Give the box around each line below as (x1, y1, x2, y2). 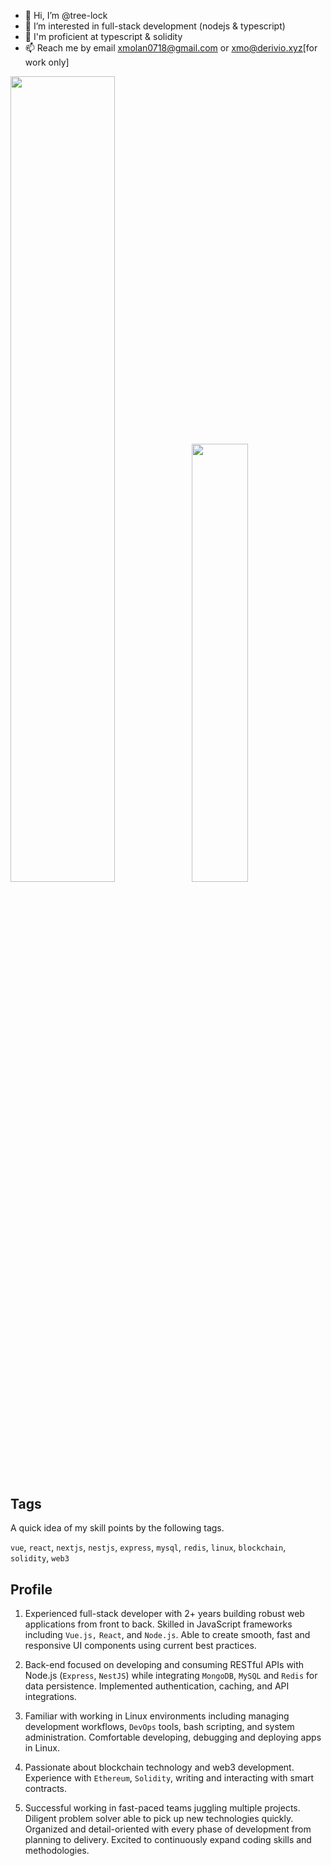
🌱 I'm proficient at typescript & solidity (24, 31, 183, 42)
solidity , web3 (10, 1552, 70, 1564)
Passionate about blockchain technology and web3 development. (24, 1761, 295, 1774)
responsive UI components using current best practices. (24, 1640, 257, 1652)
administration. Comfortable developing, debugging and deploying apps (24, 1731, 322, 1744)
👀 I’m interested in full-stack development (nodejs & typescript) (24, 20, 286, 32)
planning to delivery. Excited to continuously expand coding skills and (24, 1834, 312, 1846)
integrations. (24, 1691, 77, 1703)
